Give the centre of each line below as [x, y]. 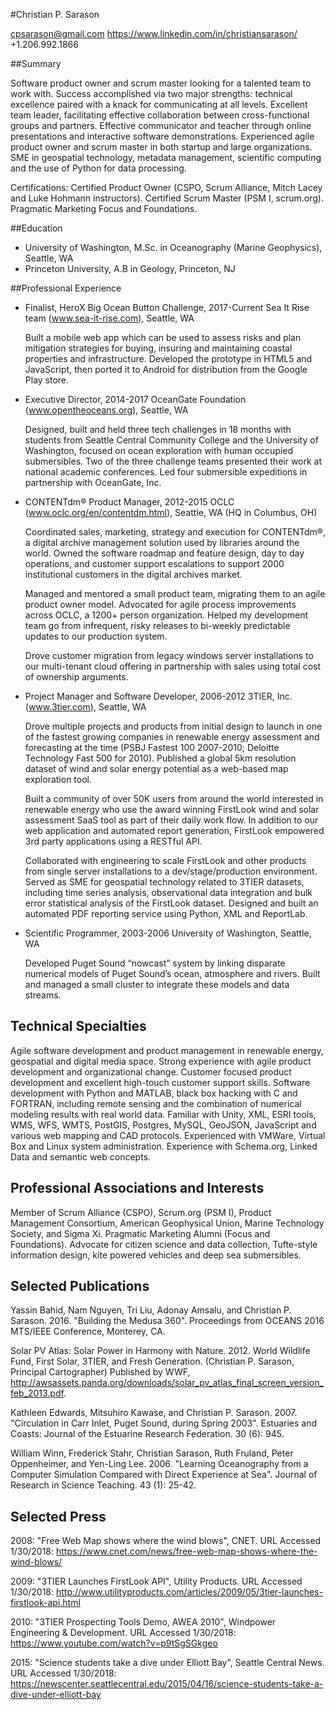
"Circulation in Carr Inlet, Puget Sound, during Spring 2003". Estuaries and [164, 1423]
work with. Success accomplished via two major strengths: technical [151, 93]
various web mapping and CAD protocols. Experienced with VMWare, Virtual [168, 1135]
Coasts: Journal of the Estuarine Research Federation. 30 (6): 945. [147, 1434]
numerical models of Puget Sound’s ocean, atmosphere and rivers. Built [172, 973]
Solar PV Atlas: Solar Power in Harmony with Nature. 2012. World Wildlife [160, 1351]
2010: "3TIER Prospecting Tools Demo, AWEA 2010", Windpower [143, 1622]
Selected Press [58, 1516]
